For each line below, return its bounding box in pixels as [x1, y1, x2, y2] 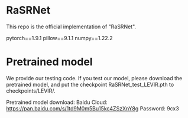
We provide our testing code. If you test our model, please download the [6, 74, 183, 81]
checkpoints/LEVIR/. [6, 87, 56, 94]
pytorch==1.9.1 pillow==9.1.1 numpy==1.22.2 [6, 34, 113, 41]
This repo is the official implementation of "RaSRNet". [6, 23, 137, 30]
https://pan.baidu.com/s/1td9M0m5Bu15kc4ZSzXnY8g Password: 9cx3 [6, 104, 179, 112]
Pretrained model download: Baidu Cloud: [6, 99, 108, 106]
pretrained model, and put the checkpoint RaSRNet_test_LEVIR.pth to [6, 81, 174, 88]
